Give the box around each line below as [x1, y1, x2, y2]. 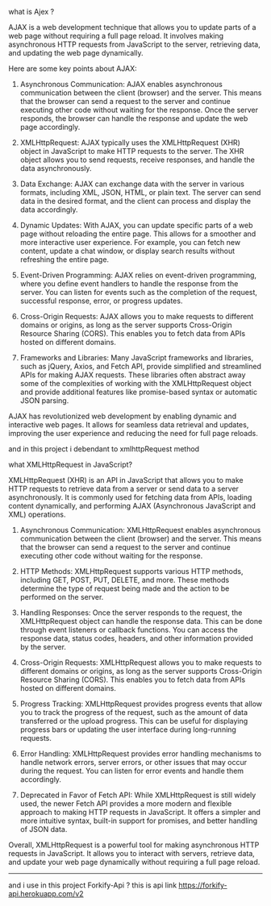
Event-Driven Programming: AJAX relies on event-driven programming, [19, 270, 256, 280]
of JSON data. [19, 825, 68, 833]
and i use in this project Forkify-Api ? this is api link [8, 880, 177, 890]
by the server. [19, 642, 67, 651]
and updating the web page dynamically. [8, 48, 144, 57]
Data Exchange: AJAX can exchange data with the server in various [19, 179, 244, 189]
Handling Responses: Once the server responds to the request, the [19, 608, 243, 617]
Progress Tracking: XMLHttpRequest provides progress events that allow [19, 699, 263, 709]
